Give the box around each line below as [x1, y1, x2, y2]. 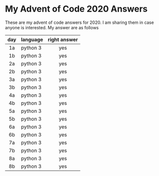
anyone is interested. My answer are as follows [5, 24, 99, 30]
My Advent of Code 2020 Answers [5, 3, 148, 15]
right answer [48, 36, 79, 43]
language [21, 36, 44, 43]
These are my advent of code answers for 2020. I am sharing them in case [5, 19, 154, 25]
